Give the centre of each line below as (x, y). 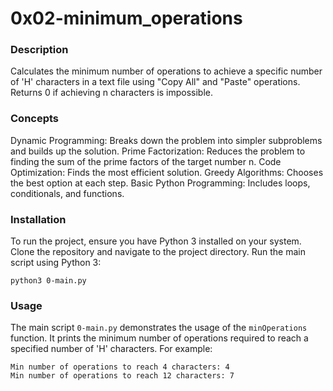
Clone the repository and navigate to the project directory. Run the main (158, 252)
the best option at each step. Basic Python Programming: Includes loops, (160, 183)
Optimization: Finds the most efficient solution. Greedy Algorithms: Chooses (167, 172)
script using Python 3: (56, 263)
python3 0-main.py (48, 281)
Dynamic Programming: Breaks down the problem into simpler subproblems (166, 140)
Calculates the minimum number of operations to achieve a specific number (166, 71)
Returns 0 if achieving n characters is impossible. (112, 93)
